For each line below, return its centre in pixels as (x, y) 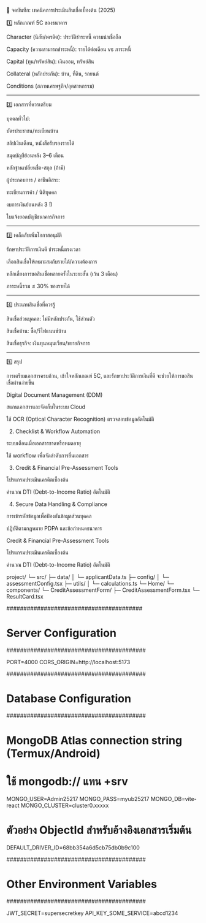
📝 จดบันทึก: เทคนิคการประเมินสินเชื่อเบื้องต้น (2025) (61, 10)
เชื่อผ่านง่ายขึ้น (21, 383)
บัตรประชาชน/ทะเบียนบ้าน (32, 131)
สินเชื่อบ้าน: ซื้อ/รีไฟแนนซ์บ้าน (36, 331)
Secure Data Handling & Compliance (61, 504)
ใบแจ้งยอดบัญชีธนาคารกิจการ (36, 216)
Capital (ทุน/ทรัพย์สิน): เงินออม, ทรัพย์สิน (50, 61)
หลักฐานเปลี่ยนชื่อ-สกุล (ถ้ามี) (36, 167)
